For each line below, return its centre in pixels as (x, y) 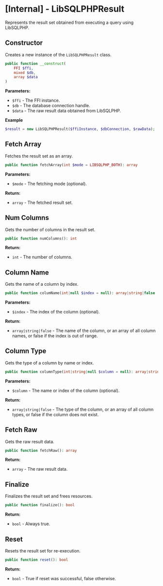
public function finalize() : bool (40, 505)
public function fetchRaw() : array (41, 450)
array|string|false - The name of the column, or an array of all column (84, 331)
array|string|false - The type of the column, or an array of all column (83, 409)
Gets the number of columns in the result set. (50, 229)
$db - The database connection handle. (51, 106)
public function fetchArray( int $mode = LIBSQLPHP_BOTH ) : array (71, 165)
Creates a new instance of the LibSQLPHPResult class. (58, 55)
